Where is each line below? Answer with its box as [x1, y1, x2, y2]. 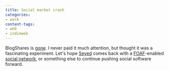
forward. [5, 61, 23, 67]
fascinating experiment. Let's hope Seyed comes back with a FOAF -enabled [5, 50, 164, 56]
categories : [5, 12, 30, 17]
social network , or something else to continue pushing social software [5, 56, 152, 61]
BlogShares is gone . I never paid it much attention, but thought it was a [5, 45, 153, 51]
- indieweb [5, 31, 28, 36]
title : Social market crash [5, 7, 65, 13]
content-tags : [5, 21, 35, 27]
